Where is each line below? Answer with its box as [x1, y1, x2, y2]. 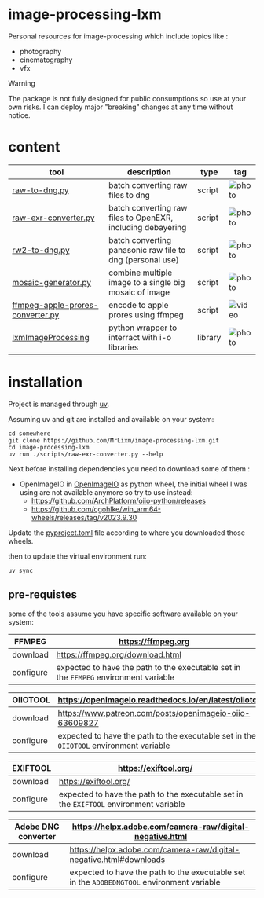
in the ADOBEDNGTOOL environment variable [69, 876, 222, 887]
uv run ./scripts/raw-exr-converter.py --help [8, 450, 163, 458]
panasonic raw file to [108, 244, 186, 255]
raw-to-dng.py [12, 185, 69, 196]
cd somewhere [8, 430, 51, 438]
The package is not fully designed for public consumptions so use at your [8, 93, 247, 103]
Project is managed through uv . [8, 399, 110, 409]
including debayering [108, 222, 187, 233]
